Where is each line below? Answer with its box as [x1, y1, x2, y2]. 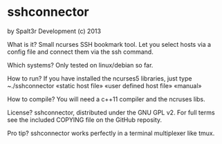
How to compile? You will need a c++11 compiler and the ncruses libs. [7, 94, 205, 103]
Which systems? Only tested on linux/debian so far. [7, 61, 154, 69]
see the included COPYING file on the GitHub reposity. [7, 115, 163, 124]
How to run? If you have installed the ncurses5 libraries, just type [7, 74, 192, 83]
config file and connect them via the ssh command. [7, 48, 154, 56]
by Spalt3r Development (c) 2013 [7, 27, 102, 35]
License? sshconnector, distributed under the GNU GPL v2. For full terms [7, 108, 216, 116]
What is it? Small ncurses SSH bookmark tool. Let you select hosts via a [7, 40, 212, 48]
